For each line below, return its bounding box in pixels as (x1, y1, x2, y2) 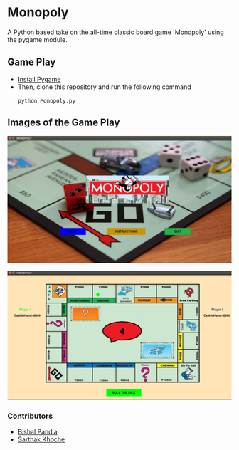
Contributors (7, 411, 53, 421)
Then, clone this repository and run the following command (17, 83, 192, 91)
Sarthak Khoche (17, 435, 65, 444)
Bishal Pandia (17, 427, 58, 436)
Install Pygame (17, 75, 61, 83)
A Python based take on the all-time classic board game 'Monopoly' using (7, 28, 224, 36)
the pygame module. (7, 35, 68, 43)
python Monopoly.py (17, 97, 76, 104)
